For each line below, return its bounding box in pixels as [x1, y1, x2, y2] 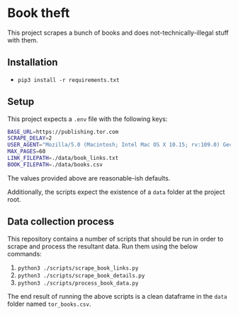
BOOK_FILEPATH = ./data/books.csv [7, 161, 103, 168]
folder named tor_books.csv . [7, 299, 91, 308]
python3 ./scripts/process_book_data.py [17, 280, 139, 287]
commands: [7, 249, 42, 258]
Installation [7, 57, 58, 69]
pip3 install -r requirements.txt [17, 76, 120, 84]
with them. [7, 35, 38, 44]
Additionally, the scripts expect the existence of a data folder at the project [7, 188, 225, 196]
